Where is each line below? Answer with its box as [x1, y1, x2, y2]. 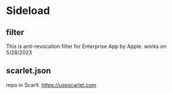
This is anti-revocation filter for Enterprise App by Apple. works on [6, 43, 167, 50]
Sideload [6, 4, 50, 18]
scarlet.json [6, 66, 51, 76]
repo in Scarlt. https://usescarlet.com [6, 81, 97, 88]
